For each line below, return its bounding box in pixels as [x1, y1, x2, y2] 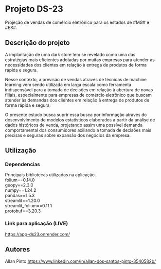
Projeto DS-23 [5, 3, 63, 15]
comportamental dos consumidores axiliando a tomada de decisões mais [5, 127, 152, 133]
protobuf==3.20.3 [5, 208, 41, 214]
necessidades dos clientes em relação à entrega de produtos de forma [5, 62, 147, 67]
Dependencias [5, 161, 40, 168]
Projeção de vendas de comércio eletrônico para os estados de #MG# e [5, 19, 149, 25]
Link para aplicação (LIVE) [5, 220, 68, 227]
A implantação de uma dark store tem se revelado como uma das [5, 51, 136, 57]
